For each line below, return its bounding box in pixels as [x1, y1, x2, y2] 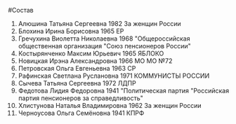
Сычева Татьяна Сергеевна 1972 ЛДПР [18, 79, 136, 87]
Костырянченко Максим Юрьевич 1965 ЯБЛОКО [18, 49, 164, 57]
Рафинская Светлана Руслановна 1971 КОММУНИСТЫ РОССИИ [18, 71, 210, 80]
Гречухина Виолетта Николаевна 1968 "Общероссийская [18, 34, 190, 43]
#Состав [8, 6, 34, 14]
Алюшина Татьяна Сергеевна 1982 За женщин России [18, 20, 181, 27]
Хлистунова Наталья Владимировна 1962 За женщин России [18, 102, 202, 109]
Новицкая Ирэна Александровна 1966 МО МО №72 [18, 57, 173, 65]
